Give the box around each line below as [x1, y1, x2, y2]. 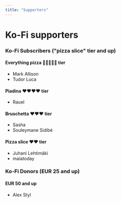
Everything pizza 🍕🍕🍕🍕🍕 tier [5, 60, 66, 66]
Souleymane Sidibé [12, 127, 53, 133]
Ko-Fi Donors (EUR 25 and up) [5, 168, 80, 175]
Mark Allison [12, 71, 39, 77]
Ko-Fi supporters [5, 29, 79, 40]
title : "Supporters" [5, 7, 49, 13]
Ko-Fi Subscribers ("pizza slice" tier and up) [5, 47, 116, 54]
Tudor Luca [12, 76, 37, 82]
